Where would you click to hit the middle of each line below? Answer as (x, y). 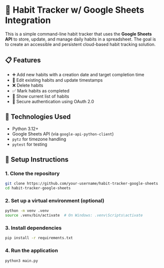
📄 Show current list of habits (41, 96)
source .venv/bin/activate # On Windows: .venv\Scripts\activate (74, 215)
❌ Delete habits (28, 85)
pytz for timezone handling (39, 139)
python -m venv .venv (27, 211)
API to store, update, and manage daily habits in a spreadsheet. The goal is (81, 39)
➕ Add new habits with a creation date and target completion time (78, 74)
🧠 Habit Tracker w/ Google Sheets (75, 10)
